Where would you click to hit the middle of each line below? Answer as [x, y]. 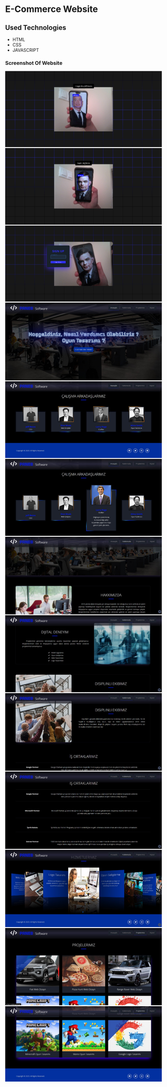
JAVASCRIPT [26, 50]
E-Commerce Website [52, 9]
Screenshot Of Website [34, 63]
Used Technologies [36, 28]
